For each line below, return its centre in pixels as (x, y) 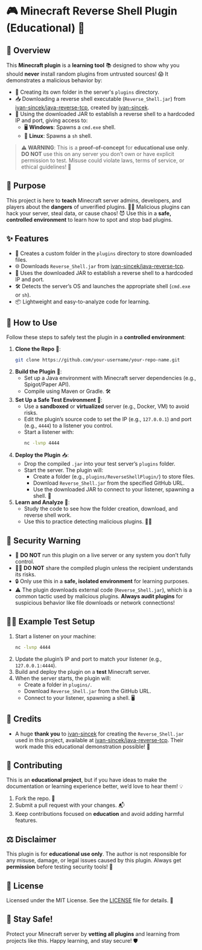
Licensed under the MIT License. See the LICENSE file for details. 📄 (90, 900)
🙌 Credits (24, 719)
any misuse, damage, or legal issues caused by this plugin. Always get (94, 861)
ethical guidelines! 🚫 (46, 167)
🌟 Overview (28, 50)
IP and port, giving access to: (51, 120)
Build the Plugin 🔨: (38, 372)
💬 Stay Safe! (30, 919)
